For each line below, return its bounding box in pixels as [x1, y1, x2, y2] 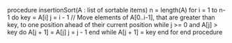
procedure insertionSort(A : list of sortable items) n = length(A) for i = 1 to [7, 6, 218, 14]
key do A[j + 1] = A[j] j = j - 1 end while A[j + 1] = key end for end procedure [7, 28, 223, 36]
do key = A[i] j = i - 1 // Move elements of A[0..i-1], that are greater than [11, 13, 215, 21]
